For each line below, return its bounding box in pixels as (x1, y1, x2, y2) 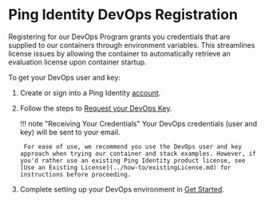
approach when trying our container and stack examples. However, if (19, 150, 257, 157)
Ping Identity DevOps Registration (8, 6, 238, 24)
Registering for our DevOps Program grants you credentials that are (8, 32, 231, 41)
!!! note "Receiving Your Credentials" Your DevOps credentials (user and (19, 118, 258, 128)
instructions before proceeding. (19, 170, 132, 178)
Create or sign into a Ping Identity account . (19, 87, 161, 97)
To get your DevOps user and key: (8, 72, 121, 82)
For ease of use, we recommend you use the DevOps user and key (23, 142, 242, 150)
